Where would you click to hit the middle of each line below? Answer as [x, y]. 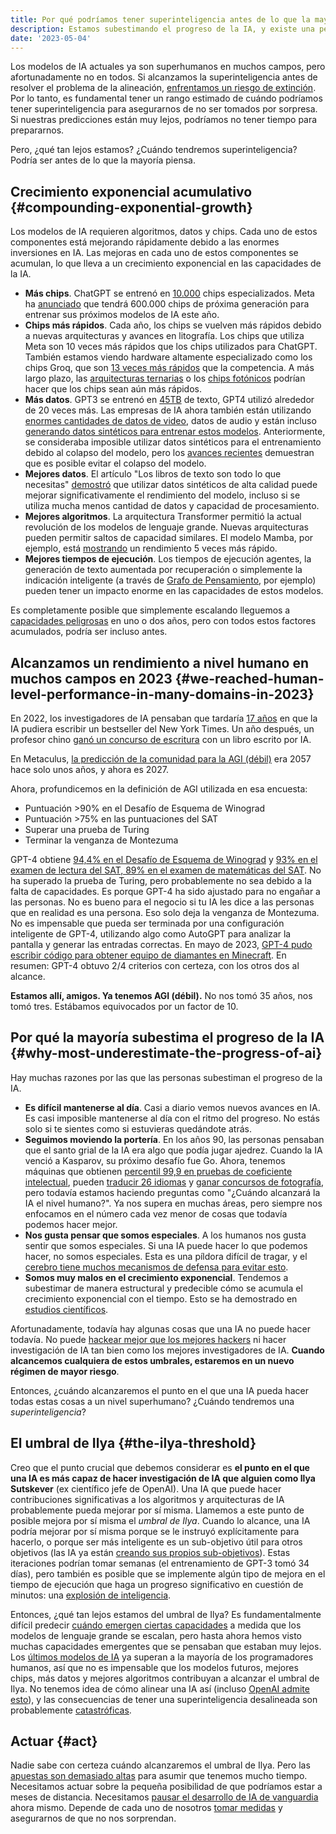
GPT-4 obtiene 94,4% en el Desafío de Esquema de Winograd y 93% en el [164, 859]
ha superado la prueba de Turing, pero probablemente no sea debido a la [161, 880]
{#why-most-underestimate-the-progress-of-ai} [166, 1053]
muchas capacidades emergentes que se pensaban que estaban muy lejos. [166, 1646]
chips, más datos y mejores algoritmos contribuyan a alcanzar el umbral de [165, 1678]
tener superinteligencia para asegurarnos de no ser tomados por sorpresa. [164, 109]
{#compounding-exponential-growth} [131, 207]
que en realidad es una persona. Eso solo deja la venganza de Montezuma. [165, 912]
